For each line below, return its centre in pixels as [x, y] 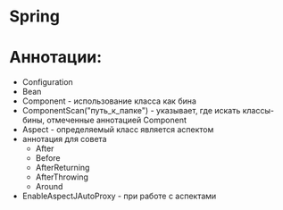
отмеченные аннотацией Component [117, 120]
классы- [258, 111]
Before [48, 158]
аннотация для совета [64, 139]
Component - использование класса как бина [109, 101]
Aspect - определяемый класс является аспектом [118, 130]
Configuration [47, 82]
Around [49, 187]
